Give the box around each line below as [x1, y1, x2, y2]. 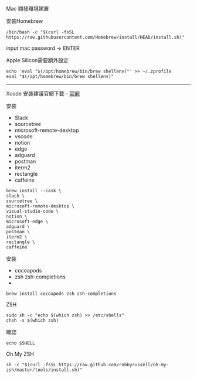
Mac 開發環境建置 [6, 5, 49, 12]
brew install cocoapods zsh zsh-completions [6, 291, 117, 297]
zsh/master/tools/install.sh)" [6, 367, 83, 373]
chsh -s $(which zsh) [6, 318, 59, 323]
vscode [14, 133, 33, 139]
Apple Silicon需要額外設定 [6, 57, 69, 63]
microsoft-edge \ [6, 219, 49, 224]
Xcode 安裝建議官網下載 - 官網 [6, 90, 80, 97]
